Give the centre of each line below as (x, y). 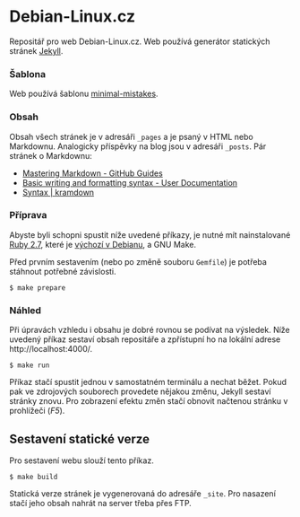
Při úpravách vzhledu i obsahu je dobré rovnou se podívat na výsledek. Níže (150, 330)
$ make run (30, 365)
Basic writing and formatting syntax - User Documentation (130, 182)
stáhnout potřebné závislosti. (63, 271)
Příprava (28, 215)
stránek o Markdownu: (51, 155)
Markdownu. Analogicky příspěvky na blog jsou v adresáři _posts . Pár (138, 146)
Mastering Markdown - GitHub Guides (92, 173)
